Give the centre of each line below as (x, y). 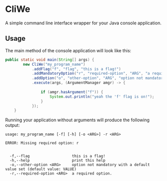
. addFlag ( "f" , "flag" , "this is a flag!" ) (76, 69)
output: (12, 125)
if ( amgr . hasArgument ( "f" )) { (72, 92)
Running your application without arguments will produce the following (78, 120)
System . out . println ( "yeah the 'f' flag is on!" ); (102, 96)
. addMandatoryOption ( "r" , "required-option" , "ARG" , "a (91, 74)
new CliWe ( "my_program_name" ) (54, 64)
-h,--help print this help (58, 161)
